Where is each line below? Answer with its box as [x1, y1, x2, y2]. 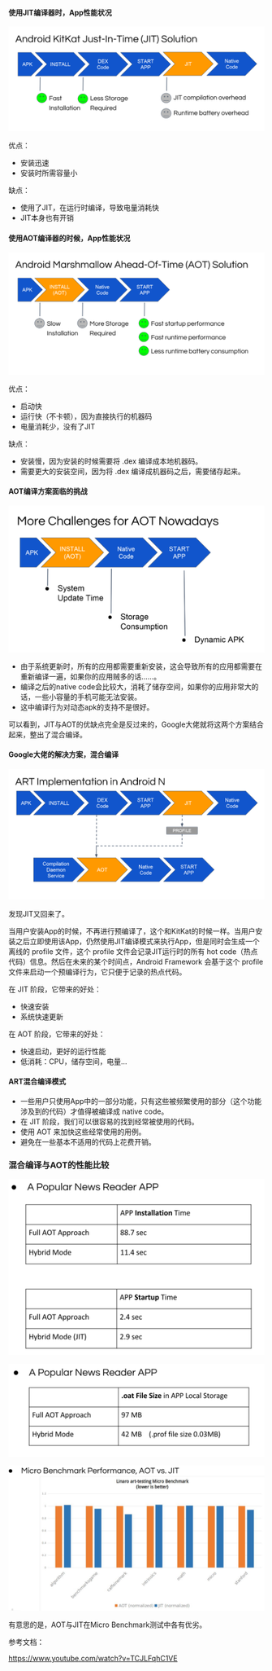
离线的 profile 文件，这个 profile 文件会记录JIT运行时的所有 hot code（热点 [8, 946, 258, 956]
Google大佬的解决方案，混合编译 [8, 750, 119, 759]
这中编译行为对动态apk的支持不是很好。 [19, 701, 154, 712]
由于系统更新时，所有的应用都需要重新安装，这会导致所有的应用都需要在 [19, 661, 262, 671]
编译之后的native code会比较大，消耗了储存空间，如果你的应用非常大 [19, 681, 252, 692]
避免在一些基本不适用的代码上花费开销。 [19, 1137, 156, 1146]
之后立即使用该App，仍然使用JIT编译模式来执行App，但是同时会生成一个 [15, 936, 260, 946]
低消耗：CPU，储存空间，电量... [19, 1056, 127, 1066]
